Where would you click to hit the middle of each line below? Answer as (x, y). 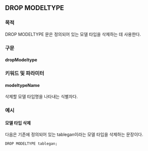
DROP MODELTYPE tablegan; (31, 144)
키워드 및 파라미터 (25, 73)
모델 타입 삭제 (18, 123)
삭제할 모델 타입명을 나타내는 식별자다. (41, 97)
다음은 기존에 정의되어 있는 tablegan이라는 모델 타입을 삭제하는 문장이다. (74, 134)
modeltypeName (22, 85)
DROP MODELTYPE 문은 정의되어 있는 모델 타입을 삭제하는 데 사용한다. (73, 34)
